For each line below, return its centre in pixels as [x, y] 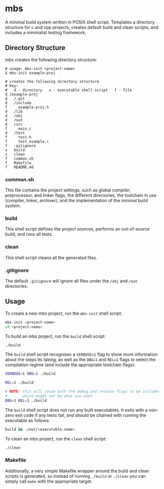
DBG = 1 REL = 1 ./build [26, 400]
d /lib [14, 111]
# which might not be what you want [49, 396]
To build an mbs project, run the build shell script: [55, 336]
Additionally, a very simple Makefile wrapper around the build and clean [77, 471]
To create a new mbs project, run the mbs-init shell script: [64, 313]
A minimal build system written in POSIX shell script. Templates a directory [80, 22]
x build [15, 150]
